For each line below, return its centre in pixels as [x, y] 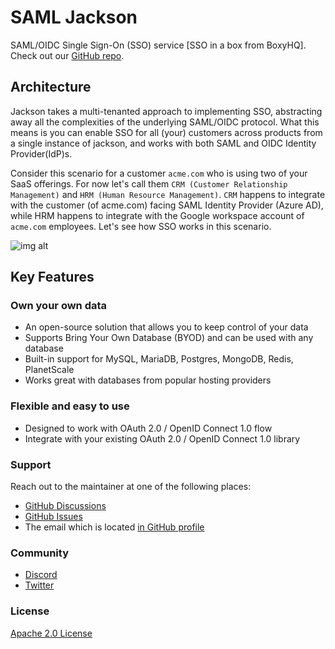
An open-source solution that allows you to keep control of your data [166, 327]
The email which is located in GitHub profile [114, 527]
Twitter [39, 585]
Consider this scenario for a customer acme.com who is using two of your [159, 173]
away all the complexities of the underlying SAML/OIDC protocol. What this [165, 122]
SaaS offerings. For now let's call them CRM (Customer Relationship [149, 183]
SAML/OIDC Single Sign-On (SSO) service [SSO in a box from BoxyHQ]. [158, 45]
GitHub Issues [53, 517]
